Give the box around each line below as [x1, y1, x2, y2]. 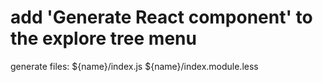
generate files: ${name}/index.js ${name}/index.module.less [10, 60, 259, 72]
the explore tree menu [10, 27, 197, 50]
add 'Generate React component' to [10, 6, 313, 29]
